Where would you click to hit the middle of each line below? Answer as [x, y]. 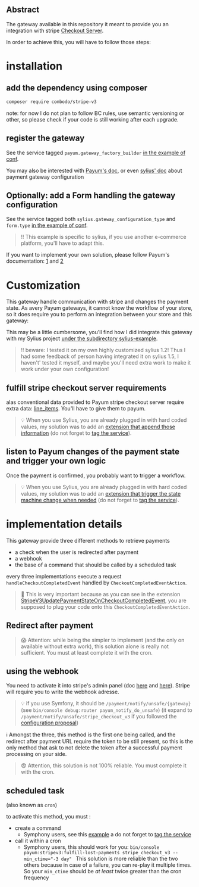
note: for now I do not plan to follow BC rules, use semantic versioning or [95, 113]
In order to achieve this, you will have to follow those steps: [79, 42]
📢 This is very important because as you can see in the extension [100, 594]
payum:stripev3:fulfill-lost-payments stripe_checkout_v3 [97, 853]
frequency [36, 877]
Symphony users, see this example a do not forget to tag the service [107, 835]
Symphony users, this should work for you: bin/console [91, 847]
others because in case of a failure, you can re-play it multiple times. [108, 865]
